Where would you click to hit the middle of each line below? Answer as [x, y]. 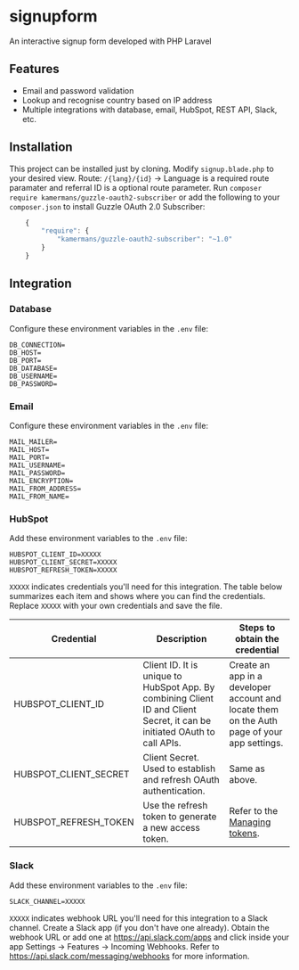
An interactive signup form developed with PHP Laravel [110, 41]
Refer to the [254, 811]
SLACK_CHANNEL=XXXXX [48, 901]
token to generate [180, 817]
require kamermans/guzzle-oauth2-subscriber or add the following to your [145, 197]
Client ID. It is [170, 665]
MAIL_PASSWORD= [37, 473]
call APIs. [162, 744]
